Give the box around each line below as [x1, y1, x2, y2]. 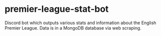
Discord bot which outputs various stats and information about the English [4, 20, 157, 26]
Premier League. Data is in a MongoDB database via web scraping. [4, 25, 142, 31]
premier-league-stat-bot [4, 3, 109, 15]
